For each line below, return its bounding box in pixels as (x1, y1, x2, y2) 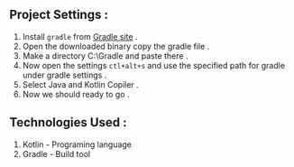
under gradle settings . (22, 70, 107, 80)
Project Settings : (9, 7, 108, 23)
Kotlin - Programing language (22, 139, 133, 150)
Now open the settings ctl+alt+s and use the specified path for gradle (22, 60, 286, 70)
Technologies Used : (9, 115, 127, 130)
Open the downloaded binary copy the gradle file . (22, 41, 210, 51)
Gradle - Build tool (22, 148, 91, 159)
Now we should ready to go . (22, 88, 130, 99)
